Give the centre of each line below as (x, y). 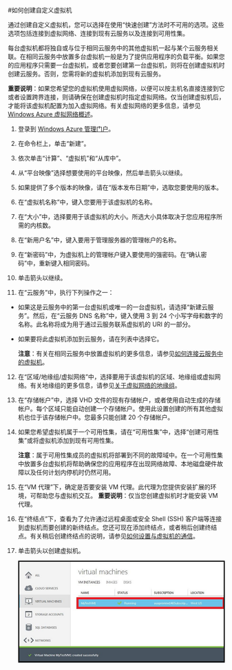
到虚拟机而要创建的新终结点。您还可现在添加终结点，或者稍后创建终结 (117, 527)
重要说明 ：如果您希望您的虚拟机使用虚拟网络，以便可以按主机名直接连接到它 (116, 88)
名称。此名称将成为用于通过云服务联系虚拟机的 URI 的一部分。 (106, 324)
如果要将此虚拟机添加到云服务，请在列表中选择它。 (90, 339)
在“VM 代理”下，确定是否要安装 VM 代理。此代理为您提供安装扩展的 (114, 487)
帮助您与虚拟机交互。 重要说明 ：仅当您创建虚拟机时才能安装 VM (127, 495)
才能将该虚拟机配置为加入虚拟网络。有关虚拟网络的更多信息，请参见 (104, 106)
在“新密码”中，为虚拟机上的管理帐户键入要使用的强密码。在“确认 (109, 254)
